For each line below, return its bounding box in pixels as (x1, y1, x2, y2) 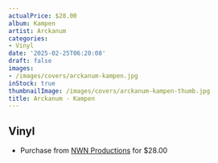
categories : (8, 34, 48, 43)
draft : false (8, 57, 52, 65)
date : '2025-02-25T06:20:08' (8, 49, 106, 57)
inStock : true (8, 79, 56, 87)
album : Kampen (8, 19, 56, 27)
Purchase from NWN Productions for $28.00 (19, 146, 168, 156)
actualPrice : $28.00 (8, 11, 78, 20)
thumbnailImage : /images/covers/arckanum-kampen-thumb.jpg (8, 86, 211, 95)
